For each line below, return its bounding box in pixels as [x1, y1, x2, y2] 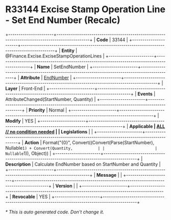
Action [25, 139, 39, 146]
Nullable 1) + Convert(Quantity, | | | [5, 145, 157, 151]
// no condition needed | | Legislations [5, 128, 88, 134]
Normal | [48, 107, 67, 113]
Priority [29, 107, 45, 113]
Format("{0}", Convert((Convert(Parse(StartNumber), [42, 139, 155, 146]
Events [137, 91, 153, 97]
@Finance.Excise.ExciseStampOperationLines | [5, 52, 105, 59]
